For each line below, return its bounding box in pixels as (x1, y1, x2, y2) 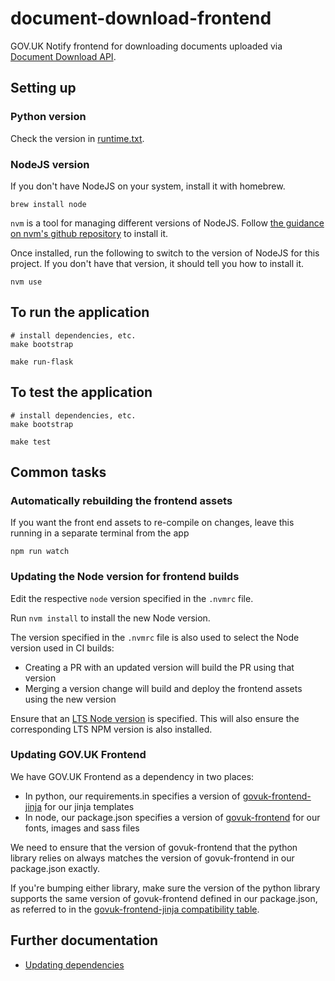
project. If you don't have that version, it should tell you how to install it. (10, 257, 305, 269)
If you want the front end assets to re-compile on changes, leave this (10, 517, 295, 529)
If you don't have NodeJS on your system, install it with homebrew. (10, 180, 286, 192)
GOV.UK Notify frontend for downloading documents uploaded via (10, 40, 283, 52)
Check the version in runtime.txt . (10, 132, 145, 144)
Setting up (10, 80, 77, 97)
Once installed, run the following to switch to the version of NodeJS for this (10, 247, 320, 259)
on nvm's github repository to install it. (10, 227, 169, 239)
